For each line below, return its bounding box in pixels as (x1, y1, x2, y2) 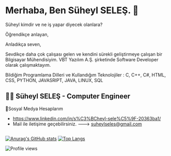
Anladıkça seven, (5, 41, 41, 47)
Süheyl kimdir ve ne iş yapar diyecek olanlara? (5, 21, 103, 28)
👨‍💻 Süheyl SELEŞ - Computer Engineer (5, 92, 131, 101)
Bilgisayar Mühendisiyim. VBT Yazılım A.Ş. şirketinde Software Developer (5, 56, 159, 63)
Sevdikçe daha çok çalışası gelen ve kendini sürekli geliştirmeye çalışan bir (5, 51, 162, 57)
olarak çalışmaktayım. (5, 62, 51, 68)
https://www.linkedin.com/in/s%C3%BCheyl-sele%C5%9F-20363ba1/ (12, 115, 161, 121)
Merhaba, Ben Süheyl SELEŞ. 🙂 (5, 5, 139, 16)
